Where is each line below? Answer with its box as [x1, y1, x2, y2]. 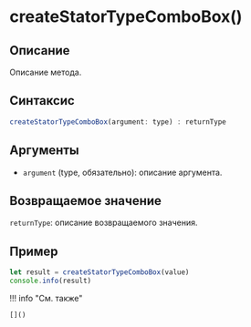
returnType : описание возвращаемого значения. [9, 217, 198, 229]
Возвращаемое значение [9, 193, 162, 209]
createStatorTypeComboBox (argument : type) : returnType [9, 117, 226, 127]
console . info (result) [9, 276, 92, 285]
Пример [9, 243, 58, 259]
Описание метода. [9, 66, 82, 77]
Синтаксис [9, 93, 75, 108]
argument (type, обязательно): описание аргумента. [22, 167, 223, 178]
